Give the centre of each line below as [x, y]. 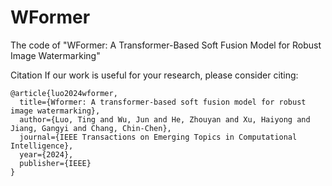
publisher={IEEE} [55, 163]
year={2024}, [46, 154]
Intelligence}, [42, 146]
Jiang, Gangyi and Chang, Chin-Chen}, [91, 128]
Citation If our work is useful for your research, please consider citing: [154, 75]
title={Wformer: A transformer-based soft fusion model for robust [163, 102]
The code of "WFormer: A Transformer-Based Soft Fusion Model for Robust [166, 45]
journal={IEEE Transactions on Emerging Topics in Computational [158, 137]
